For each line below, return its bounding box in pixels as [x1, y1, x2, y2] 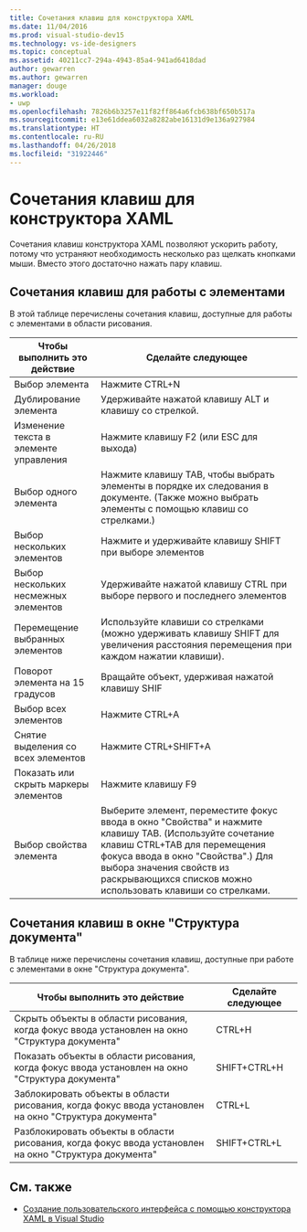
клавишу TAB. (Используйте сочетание [100, 827, 275, 840]
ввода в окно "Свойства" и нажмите [100, 815, 263, 828]
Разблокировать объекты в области [14, 1125, 175, 1138]
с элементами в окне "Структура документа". [9, 963, 190, 974]
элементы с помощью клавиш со [100, 503, 249, 515]
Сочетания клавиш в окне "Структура [9, 915, 240, 930]
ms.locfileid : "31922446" [9, 149, 108, 158]
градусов [14, 687, 57, 700]
